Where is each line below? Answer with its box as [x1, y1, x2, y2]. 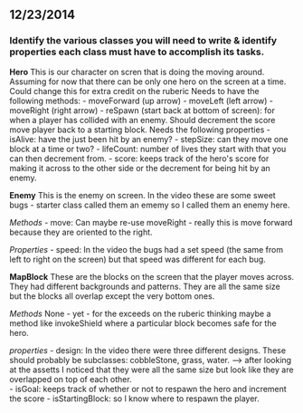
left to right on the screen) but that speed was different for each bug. [9, 254, 267, 264]
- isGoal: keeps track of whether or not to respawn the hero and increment [9, 383, 287, 394]
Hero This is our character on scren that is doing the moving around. [9, 66, 265, 77]
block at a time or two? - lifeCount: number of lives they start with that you [9, 143, 287, 154]
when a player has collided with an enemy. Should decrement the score [9, 114, 276, 125]
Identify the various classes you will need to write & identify [9, 34, 278, 47]
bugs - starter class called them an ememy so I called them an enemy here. [9, 199, 290, 210]
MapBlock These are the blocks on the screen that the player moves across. [9, 271, 295, 282]
